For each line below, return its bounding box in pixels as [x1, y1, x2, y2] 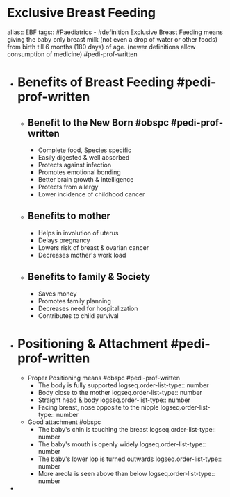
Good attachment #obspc [27, 418, 101, 426]
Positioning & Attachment [17, 335, 168, 351]
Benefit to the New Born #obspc [27, 117, 169, 128]
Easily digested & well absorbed [38, 153, 130, 161]
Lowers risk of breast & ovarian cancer [38, 243, 149, 251]
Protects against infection [38, 160, 112, 169]
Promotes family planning [38, 296, 111, 305]
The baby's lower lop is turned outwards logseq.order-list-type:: [38, 455, 222, 463]
